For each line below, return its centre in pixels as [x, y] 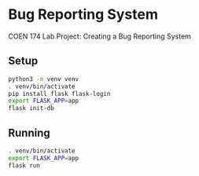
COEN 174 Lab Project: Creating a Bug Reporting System [99, 36]
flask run [24, 165]
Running [29, 132]
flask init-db [31, 108]
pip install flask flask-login [59, 93]
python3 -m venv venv [44, 79]
